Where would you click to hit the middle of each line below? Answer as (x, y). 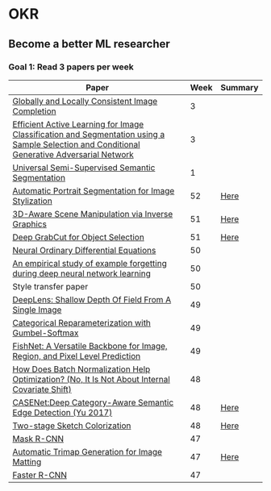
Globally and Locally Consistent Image (85, 101)
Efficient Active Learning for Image (78, 124)
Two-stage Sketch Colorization (72, 426)
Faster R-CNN (40, 475)
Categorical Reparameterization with (82, 322)
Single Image (37, 310)
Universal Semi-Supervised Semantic (84, 168)
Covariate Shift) (42, 389)
